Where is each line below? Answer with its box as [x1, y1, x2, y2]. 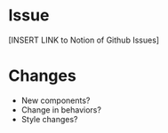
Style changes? [20, 113, 78, 124]
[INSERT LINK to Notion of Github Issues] [8, 35, 160, 45]
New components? [20, 95, 91, 106]
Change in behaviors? [20, 104, 101, 115]
